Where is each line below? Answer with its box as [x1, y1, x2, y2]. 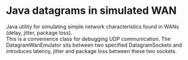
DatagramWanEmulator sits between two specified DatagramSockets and [6, 42, 182, 48]
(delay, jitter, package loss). [6, 29, 72, 36]
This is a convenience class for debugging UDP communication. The [6, 35, 171, 42]
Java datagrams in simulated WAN [6, 4, 177, 17]
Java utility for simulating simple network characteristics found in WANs [6, 23, 179, 30]
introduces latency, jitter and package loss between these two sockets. [6, 47, 177, 54]
